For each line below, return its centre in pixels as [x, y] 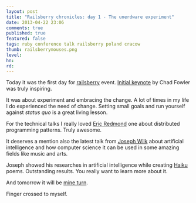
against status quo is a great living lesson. [57, 112]
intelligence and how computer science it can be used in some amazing [93, 147]
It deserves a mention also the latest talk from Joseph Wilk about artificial [95, 142]
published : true [26, 33]
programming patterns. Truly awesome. [54, 130]
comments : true [25, 28]
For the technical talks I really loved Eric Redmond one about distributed [93, 124]
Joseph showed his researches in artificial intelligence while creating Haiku [97, 165]
